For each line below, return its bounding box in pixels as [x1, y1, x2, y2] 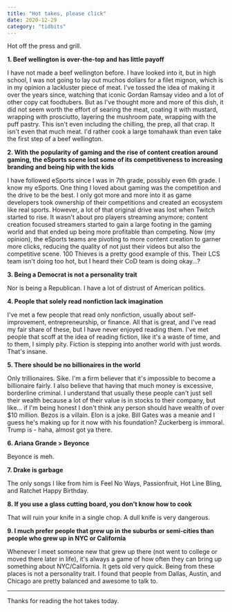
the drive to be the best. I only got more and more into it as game [7, 191, 192, 199]
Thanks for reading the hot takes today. [7, 597, 119, 605]
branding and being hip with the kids [7, 163, 115, 171]
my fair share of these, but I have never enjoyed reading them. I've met [7, 326, 209, 334]
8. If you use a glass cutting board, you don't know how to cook [7, 500, 192, 508]
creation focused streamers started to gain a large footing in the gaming [7, 221, 212, 229]
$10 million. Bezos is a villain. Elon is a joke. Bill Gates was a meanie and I [7, 411, 215, 419]
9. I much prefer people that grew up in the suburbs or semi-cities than [7, 527, 214, 535]
